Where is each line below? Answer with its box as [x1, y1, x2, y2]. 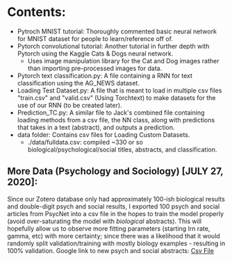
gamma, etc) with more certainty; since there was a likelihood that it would [7, 231, 220, 240]
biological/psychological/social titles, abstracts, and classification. [27, 145, 217, 154]
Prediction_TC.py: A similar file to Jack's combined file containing [17, 108, 205, 117]
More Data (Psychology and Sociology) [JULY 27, [7, 165, 224, 177]
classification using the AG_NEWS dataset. [17, 79, 140, 87]
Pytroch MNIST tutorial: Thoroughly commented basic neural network [17, 27, 217, 35]
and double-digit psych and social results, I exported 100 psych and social [7, 202, 220, 211]
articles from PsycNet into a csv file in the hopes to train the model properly [7, 209, 224, 218]
